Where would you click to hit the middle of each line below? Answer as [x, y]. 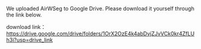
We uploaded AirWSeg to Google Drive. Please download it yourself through [100, 9]
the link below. [24, 15]
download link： [26, 27]
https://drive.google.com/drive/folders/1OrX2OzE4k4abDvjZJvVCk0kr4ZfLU [100, 34]
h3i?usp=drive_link [29, 40]
